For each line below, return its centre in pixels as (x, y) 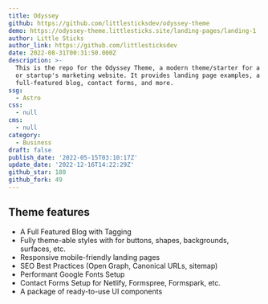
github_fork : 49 (35, 180)
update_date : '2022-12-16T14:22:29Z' (71, 165)
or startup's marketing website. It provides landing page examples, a (138, 75)
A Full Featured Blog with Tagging (76, 231)
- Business (34, 142)
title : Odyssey (34, 16)
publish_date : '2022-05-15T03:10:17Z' (73, 157)
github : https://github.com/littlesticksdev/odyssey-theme (109, 23)
